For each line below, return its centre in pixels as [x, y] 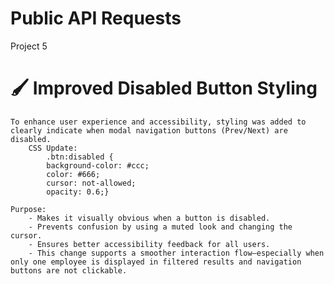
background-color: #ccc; [98, 165]
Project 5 [29, 46]
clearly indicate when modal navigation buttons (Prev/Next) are [149, 130]
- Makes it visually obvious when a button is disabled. [149, 218]
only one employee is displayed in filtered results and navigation [156, 262]
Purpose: [28, 209]
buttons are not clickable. [69, 270]
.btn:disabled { [80, 157]
